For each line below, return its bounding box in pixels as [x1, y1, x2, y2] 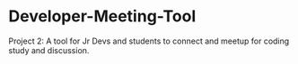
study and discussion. [8, 44, 90, 55]
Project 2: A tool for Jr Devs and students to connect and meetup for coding [8, 36, 290, 46]
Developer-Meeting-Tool [8, 6, 197, 27]
